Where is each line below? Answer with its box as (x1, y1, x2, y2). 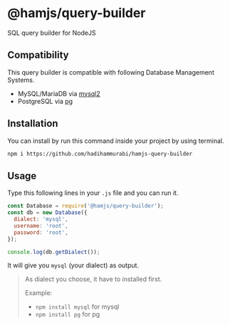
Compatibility (7, 49, 69, 61)
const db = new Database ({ (7, 209, 88, 216)
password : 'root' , (14, 229, 69, 236)
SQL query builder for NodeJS (7, 28, 96, 37)
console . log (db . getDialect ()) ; (7, 248, 100, 255)
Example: (24, 289, 53, 297)
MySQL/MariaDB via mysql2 (17, 89, 101, 97)
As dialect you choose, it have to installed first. (24, 275, 162, 284)
